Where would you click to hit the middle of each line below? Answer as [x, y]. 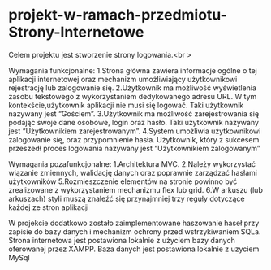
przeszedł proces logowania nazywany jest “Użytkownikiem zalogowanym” [135, 148]
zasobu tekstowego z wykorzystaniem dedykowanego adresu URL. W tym [133, 96]
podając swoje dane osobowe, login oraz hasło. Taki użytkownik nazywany [134, 122]
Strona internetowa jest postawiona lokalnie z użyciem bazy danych [122, 240]
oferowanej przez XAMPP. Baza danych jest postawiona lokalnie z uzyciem [134, 249]
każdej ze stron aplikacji [49, 207]
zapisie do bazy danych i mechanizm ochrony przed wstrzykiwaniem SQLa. [135, 231]
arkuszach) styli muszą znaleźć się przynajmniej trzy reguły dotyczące [127, 198]
